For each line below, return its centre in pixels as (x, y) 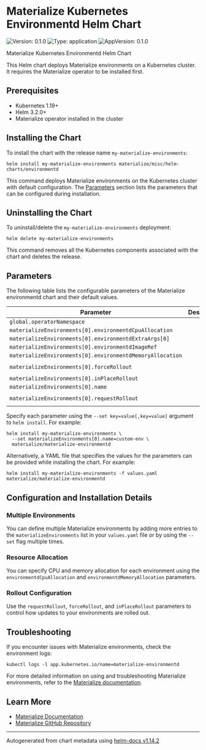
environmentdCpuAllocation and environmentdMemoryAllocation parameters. (101, 577)
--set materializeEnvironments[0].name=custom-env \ (81, 439)
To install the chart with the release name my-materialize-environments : (97, 153)
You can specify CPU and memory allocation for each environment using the (103, 570)
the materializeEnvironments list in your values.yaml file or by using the (97, 535)
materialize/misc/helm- (149, 164)
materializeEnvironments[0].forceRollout (71, 367)
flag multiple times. (40, 541)
